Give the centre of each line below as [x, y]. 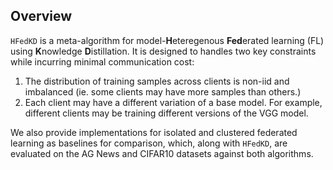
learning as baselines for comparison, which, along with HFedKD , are [149, 143]
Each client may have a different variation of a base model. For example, [173, 102]
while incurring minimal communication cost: [102, 61]
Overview [41, 16]
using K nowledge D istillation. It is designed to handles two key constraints [163, 51]
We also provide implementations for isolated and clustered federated [154, 132]
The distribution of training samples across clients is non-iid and [157, 81]
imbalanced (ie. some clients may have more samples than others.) [163, 91]
